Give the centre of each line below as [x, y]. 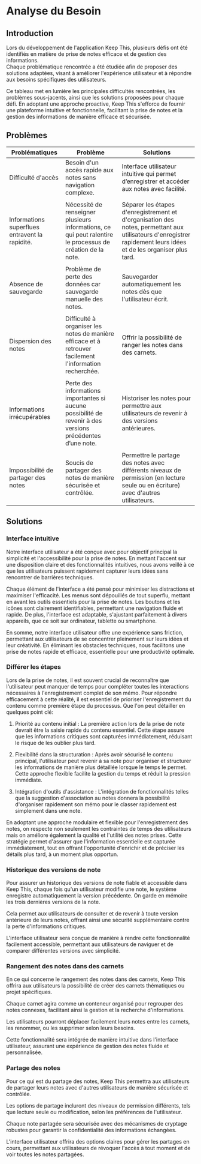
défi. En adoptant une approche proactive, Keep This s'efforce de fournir [96, 104]
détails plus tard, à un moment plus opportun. [62, 854]
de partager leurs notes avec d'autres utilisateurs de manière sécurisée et [97, 1087]
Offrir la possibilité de [152, 337]
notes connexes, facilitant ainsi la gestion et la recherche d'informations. [95, 1010]
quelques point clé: [30, 712]
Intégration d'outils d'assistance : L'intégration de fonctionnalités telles [102, 791]
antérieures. [138, 428]
